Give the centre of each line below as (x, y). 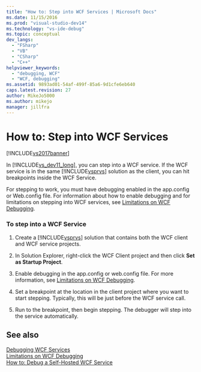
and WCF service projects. (48, 244)
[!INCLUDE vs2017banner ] (38, 153)
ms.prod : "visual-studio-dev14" (46, 23)
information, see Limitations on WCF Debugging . (75, 280)
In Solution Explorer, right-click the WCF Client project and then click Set (105, 255)
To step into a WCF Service (46, 225)
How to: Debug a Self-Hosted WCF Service (59, 362)
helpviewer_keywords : (33, 68)
